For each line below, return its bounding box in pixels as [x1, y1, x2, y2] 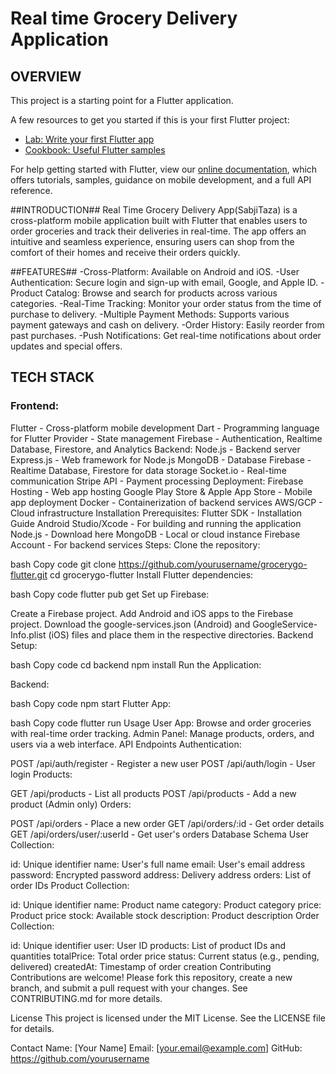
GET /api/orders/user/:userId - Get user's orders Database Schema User [10, 828, 310, 840]
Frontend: [10, 399, 60, 413]
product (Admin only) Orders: [10, 798, 132, 810]
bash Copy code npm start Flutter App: [10, 697, 172, 709]
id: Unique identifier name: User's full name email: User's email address [10, 858, 306, 870]
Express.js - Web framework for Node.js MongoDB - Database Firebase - [10, 453, 312, 466]
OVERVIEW [10, 68, 82, 85]
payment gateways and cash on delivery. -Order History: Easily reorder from [10, 319, 325, 331]
